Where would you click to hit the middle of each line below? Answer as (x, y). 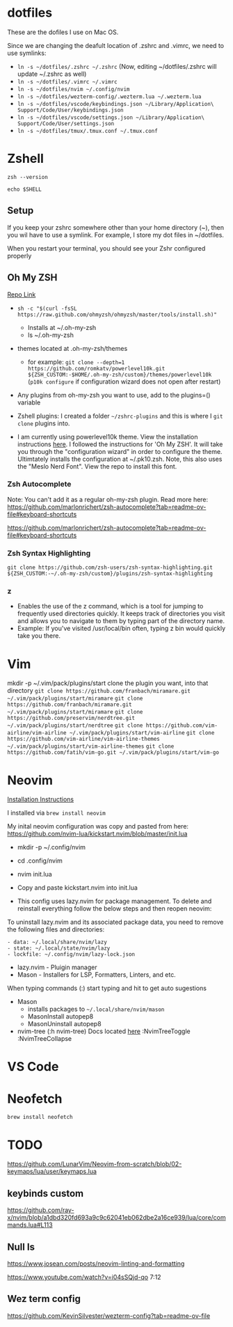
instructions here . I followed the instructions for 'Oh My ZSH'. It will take (120, 444)
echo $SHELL (24, 189)
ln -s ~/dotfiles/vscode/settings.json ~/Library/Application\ (111, 117)
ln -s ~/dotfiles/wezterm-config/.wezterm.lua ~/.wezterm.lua (109, 96)
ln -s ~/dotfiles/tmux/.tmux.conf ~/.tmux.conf (87, 131)
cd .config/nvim (40, 861)
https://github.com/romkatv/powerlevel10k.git (96, 368)
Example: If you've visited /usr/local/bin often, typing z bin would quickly (121, 629)
